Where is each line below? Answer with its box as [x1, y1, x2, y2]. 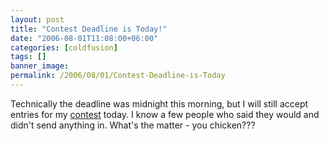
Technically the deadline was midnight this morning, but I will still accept [10, 97, 309, 110]
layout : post [10, 14, 65, 25]
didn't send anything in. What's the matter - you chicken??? [10, 119, 256, 131]
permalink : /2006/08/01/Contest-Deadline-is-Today [10, 71, 226, 81]
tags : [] [10, 52, 47, 62]
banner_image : [10, 61, 70, 71]
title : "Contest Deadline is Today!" [10, 24, 168, 34]
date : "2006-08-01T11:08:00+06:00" [10, 33, 159, 43]
